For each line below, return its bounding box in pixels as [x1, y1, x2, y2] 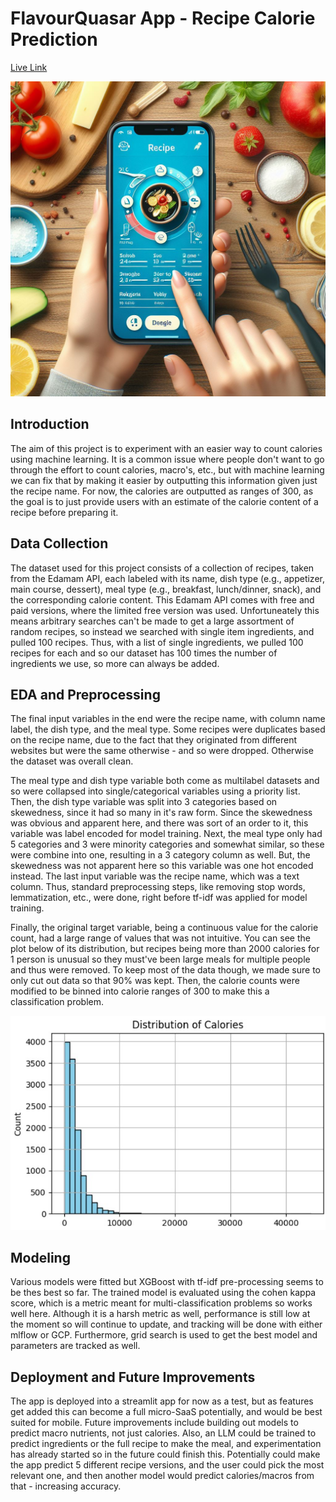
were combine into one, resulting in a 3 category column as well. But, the [10, 849, 311, 861]
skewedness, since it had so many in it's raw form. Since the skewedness [10, 807, 313, 819]
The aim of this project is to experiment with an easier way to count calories [10, 442, 323, 454]
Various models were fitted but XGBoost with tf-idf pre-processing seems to [10, 1276, 324, 1288]
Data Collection [10, 535, 109, 552]
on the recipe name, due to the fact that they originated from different [10, 734, 297, 746]
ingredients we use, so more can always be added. [10, 657, 220, 669]
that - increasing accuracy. [10, 1480, 122, 1492]
